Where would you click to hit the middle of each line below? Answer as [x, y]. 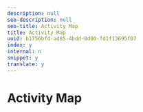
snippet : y [23, 58]
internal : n [24, 52]
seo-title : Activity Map [43, 26]
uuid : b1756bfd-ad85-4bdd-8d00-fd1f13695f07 [72, 39]
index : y [20, 45]
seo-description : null [40, 20]
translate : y [26, 64]
